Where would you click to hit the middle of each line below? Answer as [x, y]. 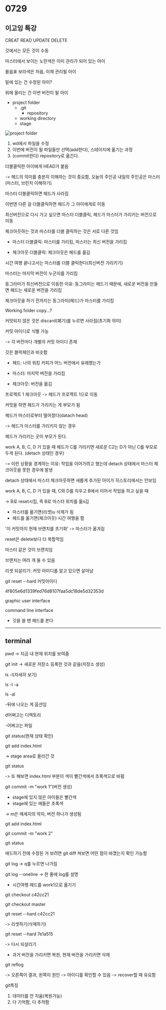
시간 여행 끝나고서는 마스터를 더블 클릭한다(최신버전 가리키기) [64, 263]
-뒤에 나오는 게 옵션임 [26, 704]
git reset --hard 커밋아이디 [31, 581]
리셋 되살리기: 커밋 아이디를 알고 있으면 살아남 [49, 571]
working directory [38, 118]
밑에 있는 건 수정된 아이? [29, 82]
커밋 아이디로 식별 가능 [27, 331]
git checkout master [25, 904]
